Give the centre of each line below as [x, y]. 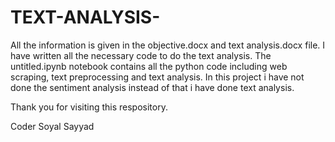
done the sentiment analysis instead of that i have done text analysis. [152, 87]
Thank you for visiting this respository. [89, 107]
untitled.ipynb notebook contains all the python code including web [149, 66]
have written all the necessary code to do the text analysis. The [141, 55]
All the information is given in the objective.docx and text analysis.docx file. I [168, 45]
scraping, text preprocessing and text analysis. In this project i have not [157, 77]
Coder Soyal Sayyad [52, 126]
